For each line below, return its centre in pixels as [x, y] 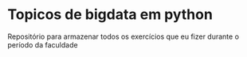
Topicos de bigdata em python [110, 15]
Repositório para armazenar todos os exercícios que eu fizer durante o [123, 36]
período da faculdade [43, 44]
